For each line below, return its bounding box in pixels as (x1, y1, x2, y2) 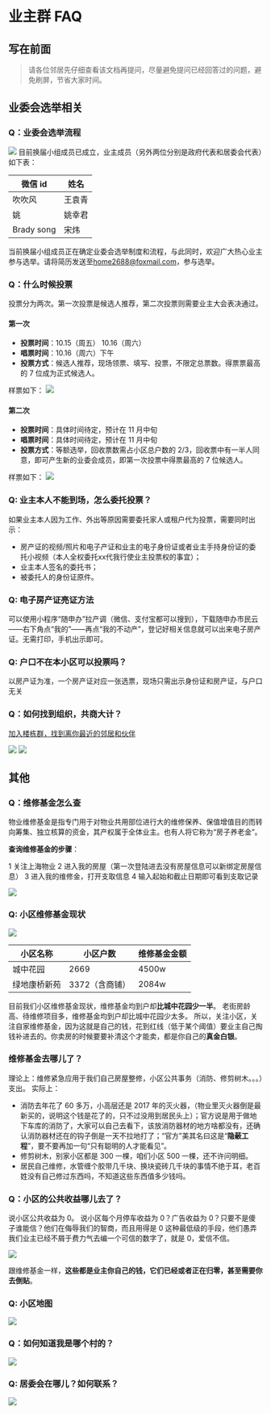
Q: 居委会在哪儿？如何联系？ (8, 1378, 119, 1389)
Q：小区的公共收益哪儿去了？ (8, 1193, 123, 1204)
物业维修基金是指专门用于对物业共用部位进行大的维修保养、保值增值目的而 (8, 817, 256, 827)
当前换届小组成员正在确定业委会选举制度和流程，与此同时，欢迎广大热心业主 (8, 246, 263, 256)
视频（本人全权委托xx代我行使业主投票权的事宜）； (34, 552, 202, 561)
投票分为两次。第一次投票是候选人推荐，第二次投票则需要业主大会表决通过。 (8, 298, 263, 308)
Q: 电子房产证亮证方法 (8, 594, 94, 606)
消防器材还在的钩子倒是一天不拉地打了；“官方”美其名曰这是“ (27, 1131, 228, 1140)
